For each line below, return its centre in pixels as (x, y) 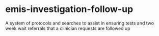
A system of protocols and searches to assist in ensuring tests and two (80, 23)
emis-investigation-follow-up (69, 9)
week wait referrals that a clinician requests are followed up (68, 28)
